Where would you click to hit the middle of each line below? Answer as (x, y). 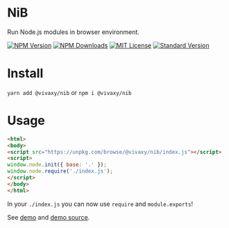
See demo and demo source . (49, 217)
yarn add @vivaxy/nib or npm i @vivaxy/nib (69, 92)
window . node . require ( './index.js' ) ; (60, 171)
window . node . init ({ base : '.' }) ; (57, 165)
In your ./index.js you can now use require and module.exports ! (100, 204)
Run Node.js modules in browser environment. (74, 32)
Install (25, 73)
